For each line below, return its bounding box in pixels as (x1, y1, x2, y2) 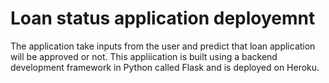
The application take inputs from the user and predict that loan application (10, 40, 316, 52)
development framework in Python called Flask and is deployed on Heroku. (10, 61, 320, 73)
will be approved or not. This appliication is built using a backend (10, 50, 278, 62)
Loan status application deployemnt (10, 7, 316, 30)
